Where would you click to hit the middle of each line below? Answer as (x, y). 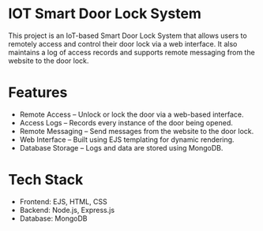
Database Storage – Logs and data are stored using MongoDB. (121, 147)
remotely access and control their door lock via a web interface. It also (123, 43)
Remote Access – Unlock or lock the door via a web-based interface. (131, 114)
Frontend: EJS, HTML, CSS (64, 201)
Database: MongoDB (53, 218)
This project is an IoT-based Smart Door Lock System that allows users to (128, 35)
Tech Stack (46, 180)
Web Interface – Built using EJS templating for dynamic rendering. (127, 140)
